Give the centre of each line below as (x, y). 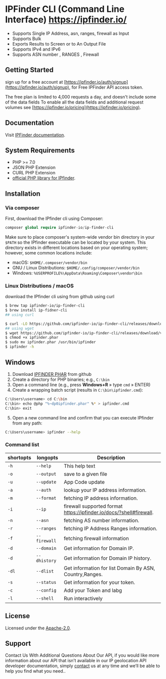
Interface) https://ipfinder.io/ (66, 20)
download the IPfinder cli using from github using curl (60, 297)
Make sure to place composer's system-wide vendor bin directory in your (80, 237)
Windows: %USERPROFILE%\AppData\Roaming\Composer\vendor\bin (77, 273)
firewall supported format (93, 506)
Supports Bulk (27, 39)
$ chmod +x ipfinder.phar (32, 338)
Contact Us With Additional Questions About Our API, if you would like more (82, 655)
